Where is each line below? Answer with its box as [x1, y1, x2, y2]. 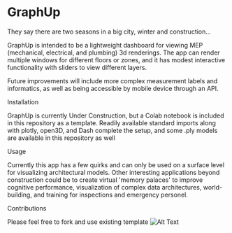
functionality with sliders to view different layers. [7, 63, 147, 71]
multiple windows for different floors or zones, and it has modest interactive [7, 55, 226, 64]
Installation [7, 97, 39, 106]
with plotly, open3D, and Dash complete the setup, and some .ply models [7, 126, 218, 134]
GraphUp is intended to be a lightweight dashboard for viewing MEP [7, 41, 203, 49]
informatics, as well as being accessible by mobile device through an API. [7, 84, 219, 92]
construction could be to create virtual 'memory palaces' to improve [7, 176, 203, 184]
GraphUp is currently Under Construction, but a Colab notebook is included [7, 111, 224, 120]
